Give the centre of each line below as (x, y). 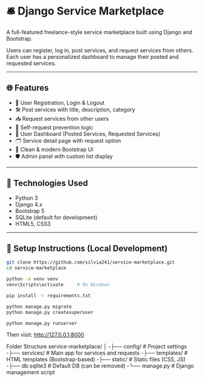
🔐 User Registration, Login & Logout (60, 103)
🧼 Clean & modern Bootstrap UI (54, 149)
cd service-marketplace (36, 268)
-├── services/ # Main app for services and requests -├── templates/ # (97, 353)
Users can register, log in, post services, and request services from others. (100, 50)
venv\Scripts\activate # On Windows (58, 285)
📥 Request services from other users (62, 118)
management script (31, 372)
